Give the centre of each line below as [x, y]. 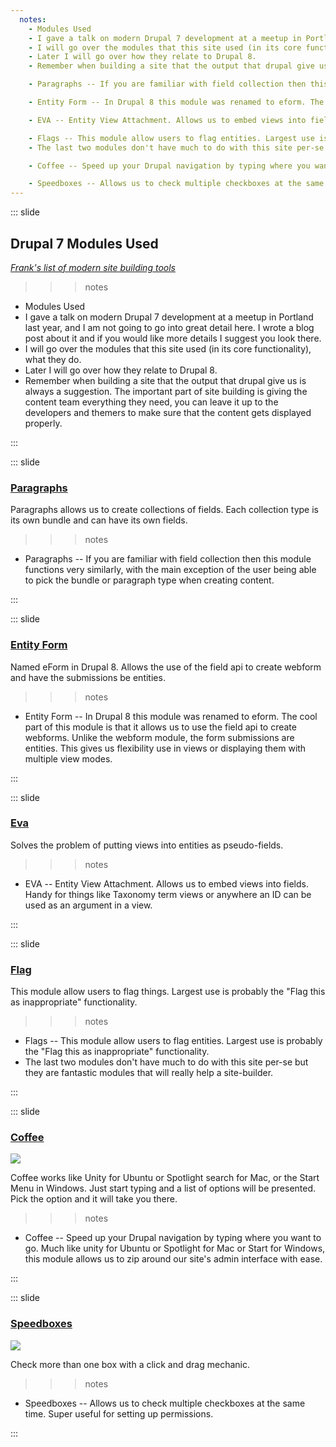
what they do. [53, 359]
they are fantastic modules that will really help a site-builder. [149, 1073]
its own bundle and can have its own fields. [99, 520]
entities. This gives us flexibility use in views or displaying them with [165, 748]
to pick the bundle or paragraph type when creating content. [149, 580]
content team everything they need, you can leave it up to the [151, 402]
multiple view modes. [68, 758]
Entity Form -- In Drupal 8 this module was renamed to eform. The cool [171, 716]
